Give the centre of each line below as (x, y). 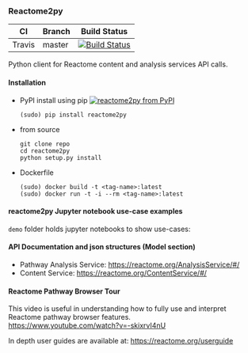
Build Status (104, 32)
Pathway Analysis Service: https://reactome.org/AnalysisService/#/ (130, 264)
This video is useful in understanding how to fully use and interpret (118, 309)
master (55, 45)
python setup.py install (61, 158)
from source (40, 129)
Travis (24, 45)
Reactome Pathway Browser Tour (64, 291)
